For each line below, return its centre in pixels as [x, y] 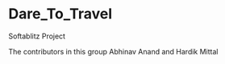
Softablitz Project [37, 36]
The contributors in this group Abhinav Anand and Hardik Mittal [113, 51]
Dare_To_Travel [60, 14]
